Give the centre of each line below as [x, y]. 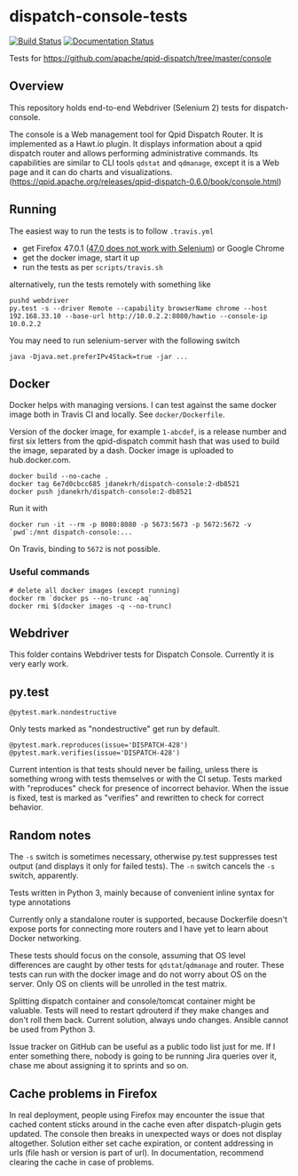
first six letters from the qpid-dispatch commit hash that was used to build [145, 441]
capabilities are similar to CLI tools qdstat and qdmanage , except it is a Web [144, 163]
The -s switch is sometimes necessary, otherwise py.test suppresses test [143, 857]
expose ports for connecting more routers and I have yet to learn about [139, 929]
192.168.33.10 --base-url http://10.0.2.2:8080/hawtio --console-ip [138, 316]
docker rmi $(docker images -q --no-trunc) [91, 606]
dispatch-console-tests [98, 16]
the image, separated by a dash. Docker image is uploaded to [122, 451]
